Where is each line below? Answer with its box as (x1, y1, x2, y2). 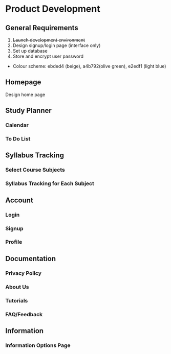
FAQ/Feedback (5, 311, 43, 318)
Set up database (12, 48, 48, 54)
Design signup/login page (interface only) (12, 42, 101, 49)
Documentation (5, 254, 56, 263)
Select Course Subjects (5, 167, 65, 174)
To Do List (5, 135, 31, 143)
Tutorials (5, 297, 28, 304)
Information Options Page (5, 342, 71, 349)
